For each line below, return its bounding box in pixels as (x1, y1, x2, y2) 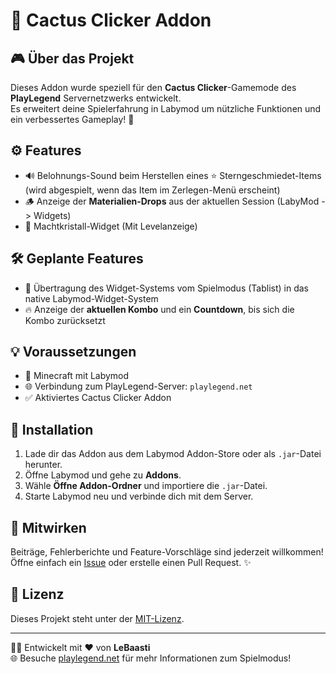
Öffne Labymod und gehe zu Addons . (24, 469, 182, 481)
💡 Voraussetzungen (10, 344, 137, 361)
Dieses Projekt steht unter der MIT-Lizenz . (10, 612, 185, 624)
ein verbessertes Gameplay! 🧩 (10, 114, 135, 125)
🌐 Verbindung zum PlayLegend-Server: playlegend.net (24, 380, 253, 393)
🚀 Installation (10, 421, 94, 438)
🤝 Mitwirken (10, 519, 87, 536)
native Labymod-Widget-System (24, 292, 159, 304)
